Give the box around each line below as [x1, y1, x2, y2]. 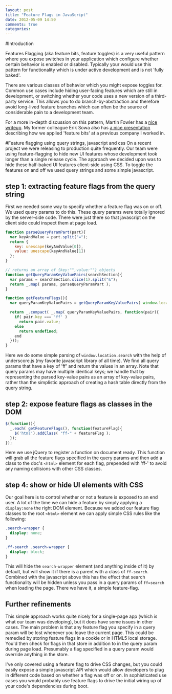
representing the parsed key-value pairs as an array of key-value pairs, [5, 374, 155, 380]
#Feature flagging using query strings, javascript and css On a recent [5, 140, 152, 146]
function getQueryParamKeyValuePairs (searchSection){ [5, 272, 123, 277]
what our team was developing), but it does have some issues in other [5, 619, 154, 625]
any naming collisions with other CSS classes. [5, 466, 102, 472]
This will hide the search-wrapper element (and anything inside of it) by [5, 563, 155, 569]
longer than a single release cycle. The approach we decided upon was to [5, 156, 161, 163]
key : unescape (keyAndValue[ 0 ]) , [14, 244, 83, 249]
